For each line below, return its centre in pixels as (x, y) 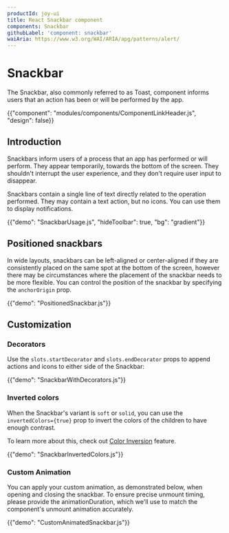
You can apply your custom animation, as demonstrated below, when (105, 487)
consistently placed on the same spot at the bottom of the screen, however (113, 268)
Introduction (34, 142)
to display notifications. (40, 208)
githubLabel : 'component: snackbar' (59, 33)
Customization (40, 325)
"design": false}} (31, 121)
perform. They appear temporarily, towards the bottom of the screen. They (113, 165)
